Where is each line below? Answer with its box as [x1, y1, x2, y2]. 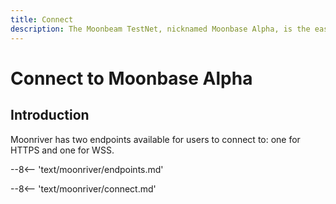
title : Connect [10, 14, 74, 25]
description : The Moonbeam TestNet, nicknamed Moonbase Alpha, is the [10, 24, 311, 34]
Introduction [10, 107, 90, 124]
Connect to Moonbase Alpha [10, 67, 253, 90]
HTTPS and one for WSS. [10, 144, 115, 156]
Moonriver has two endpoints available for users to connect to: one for [10, 133, 301, 145]
